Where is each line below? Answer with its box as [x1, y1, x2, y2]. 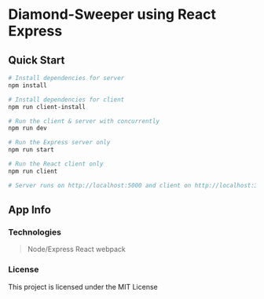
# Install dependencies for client [8, 96, 125, 104]
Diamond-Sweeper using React [8, 5, 216, 24]
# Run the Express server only [8, 139, 111, 147]
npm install [8, 81, 47, 89]
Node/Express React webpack [27, 245, 126, 254]
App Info [8, 203, 51, 217]
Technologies [8, 226, 61, 237]
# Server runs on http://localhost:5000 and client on [8, 181, 192, 189]
